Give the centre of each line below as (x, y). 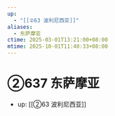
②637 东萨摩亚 (54, 83)
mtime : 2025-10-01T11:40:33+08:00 (58, 46)
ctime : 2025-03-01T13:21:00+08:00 (58, 40)
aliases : (20, 27)
